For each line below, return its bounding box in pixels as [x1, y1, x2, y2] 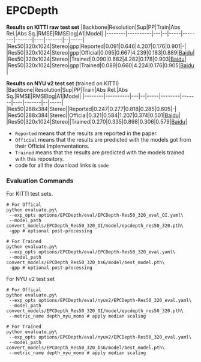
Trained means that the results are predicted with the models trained [14, 148, 185, 156]
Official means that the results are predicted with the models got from [14, 136, 191, 143]
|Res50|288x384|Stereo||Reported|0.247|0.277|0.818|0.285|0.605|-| [6, 105, 177, 112]
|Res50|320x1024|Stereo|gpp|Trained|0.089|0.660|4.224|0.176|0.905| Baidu [6, 61, 195, 69]
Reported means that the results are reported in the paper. [14, 130, 158, 137]
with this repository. [14, 155, 64, 162]
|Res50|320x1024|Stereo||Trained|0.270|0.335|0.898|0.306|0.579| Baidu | [6, 118, 188, 125]
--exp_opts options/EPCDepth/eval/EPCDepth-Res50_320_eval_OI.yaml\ [8, 213, 184, 219]
